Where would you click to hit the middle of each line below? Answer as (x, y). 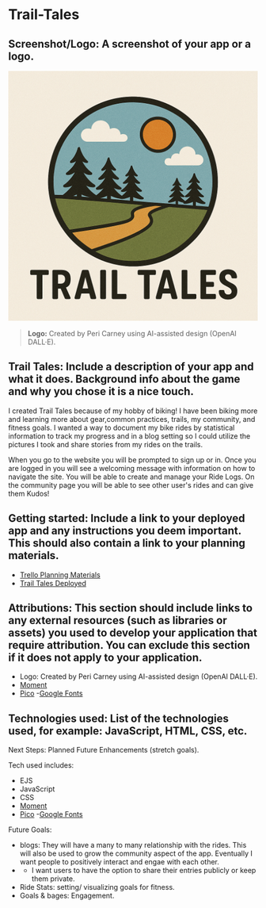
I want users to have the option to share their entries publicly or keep (144, 871)
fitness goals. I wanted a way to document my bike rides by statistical (122, 427)
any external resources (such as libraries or (118, 621)
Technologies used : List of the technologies (119, 718)
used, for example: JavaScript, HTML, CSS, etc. (128, 731)
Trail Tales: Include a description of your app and (131, 367)
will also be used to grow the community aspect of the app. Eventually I (136, 853)
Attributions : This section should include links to (131, 608)
